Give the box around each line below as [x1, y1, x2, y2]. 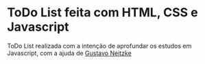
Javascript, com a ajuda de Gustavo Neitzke [7, 49, 132, 57]
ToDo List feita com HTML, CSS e [7, 5, 198, 20]
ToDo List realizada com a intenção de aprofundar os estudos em [7, 42, 192, 50]
